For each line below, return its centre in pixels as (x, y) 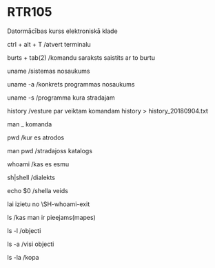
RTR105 (30, 12)
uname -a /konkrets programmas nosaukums (71, 84)
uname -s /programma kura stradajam (61, 98)
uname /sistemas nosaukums (49, 71)
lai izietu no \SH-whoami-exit (49, 204)
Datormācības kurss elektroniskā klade (63, 31)
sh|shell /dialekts (31, 177)
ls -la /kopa (23, 257)
